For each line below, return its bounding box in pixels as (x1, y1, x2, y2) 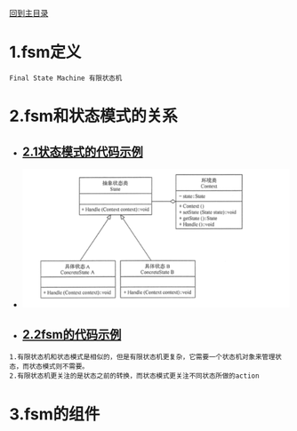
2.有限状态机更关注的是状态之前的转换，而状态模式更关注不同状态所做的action (9, 371, 260, 380)
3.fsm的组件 (9, 403, 100, 424)
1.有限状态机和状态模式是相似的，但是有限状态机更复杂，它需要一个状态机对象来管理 (9, 353, 276, 362)
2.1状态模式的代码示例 (21, 144, 144, 159)
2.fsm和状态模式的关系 (9, 106, 178, 126)
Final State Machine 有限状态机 (9, 74, 123, 83)
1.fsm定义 (9, 43, 82, 62)
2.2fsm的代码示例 (21, 327, 122, 342)
